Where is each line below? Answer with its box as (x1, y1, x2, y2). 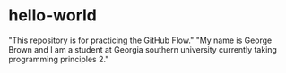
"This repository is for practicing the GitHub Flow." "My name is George (8, 35, 273, 45)
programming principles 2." (8, 53, 109, 64)
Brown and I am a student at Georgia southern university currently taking (8, 44, 277, 54)
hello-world (8, 5, 98, 26)
